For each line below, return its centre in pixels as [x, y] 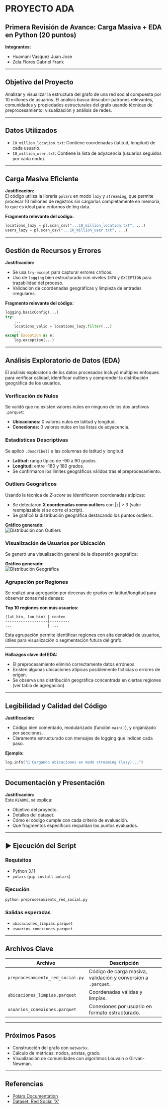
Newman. [22, 1064]
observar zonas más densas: [35, 598]
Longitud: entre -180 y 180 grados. [48, 466]
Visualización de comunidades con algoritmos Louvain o [70, 1058]
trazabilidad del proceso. [38, 283]
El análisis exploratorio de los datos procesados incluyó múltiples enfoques [82, 372]
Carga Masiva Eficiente [42, 179]
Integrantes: [18, 47]
